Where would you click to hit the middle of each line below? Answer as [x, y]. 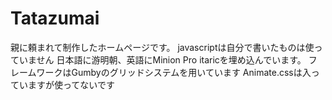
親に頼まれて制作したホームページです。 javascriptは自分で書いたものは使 [162, 47]
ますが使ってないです [71, 84]
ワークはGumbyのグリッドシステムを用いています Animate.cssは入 [174, 72]
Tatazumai [55, 18]
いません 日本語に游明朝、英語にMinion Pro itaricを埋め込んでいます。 [162, 59]
